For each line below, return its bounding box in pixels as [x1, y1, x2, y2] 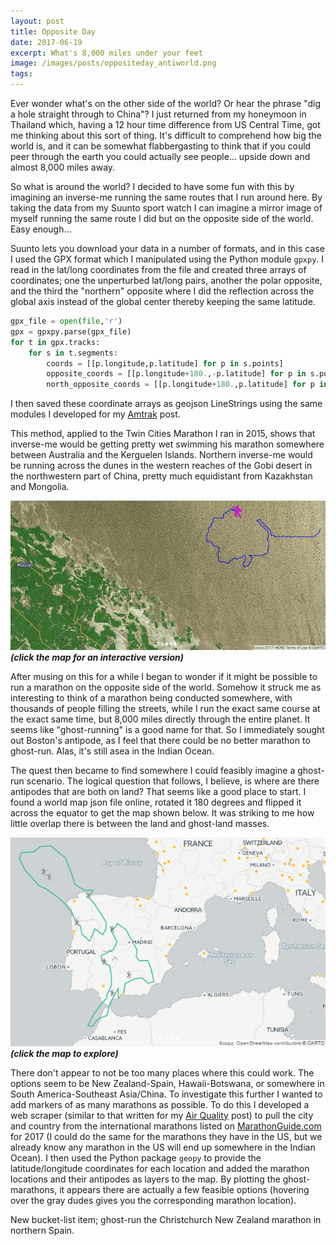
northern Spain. [10, 1224, 75, 1236]
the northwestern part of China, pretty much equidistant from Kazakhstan [10, 470, 313, 482]
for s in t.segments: [28, 348, 118, 358]
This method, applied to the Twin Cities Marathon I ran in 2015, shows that [10, 428, 316, 440]
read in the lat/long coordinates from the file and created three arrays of [10, 264, 307, 275]
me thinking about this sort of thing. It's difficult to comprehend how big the [10, 130, 322, 141]
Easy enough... [10, 223, 72, 235]
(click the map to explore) [10, 1047, 119, 1059]
